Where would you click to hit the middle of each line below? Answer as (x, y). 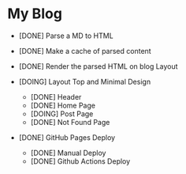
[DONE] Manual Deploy (68, 153)
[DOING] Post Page (62, 113)
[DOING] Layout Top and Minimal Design (85, 81)
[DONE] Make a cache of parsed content (85, 51)
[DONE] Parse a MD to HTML (66, 36)
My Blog (35, 14)
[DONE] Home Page (63, 105)
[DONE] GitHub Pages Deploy (67, 137)
